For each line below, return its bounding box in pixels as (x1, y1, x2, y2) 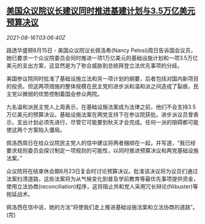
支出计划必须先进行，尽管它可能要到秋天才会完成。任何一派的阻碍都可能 (16, 118, 199, 125)
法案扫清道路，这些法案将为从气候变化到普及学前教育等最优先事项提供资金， (6, 175, 199, 182)
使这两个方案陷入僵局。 (6, 126, 65, 133)
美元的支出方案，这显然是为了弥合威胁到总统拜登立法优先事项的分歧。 (6, 62, 183, 69)
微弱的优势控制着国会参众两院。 (22, 90, 103, 97)
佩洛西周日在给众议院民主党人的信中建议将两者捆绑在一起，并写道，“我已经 (6, 139, 196, 146)
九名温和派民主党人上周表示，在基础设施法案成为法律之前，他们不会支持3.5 (6, 103, 196, 110)
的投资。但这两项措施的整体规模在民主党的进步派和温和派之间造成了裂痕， (6, 82, 193, 90)
